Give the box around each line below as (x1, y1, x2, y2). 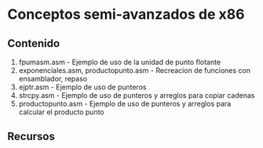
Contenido (7, 37, 60, 50)
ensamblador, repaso (18, 74, 88, 83)
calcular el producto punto (18, 107, 104, 117)
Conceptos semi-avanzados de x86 (7, 5, 245, 23)
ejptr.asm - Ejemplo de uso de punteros (18, 82, 147, 92)
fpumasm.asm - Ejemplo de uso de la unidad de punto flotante (18, 57, 221, 67)
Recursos (7, 130, 56, 143)
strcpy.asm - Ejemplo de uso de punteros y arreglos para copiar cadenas (18, 91, 255, 99)
